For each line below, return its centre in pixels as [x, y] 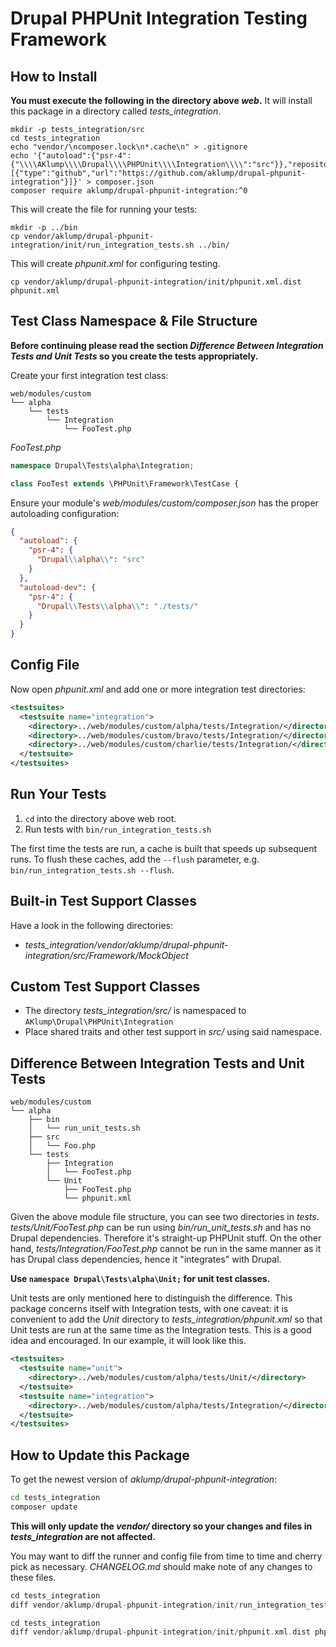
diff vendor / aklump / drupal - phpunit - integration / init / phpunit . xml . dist [160, 1632]
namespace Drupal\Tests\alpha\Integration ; [102, 465]
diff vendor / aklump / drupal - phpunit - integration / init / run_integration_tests [171, 1605]
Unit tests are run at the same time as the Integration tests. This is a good [161, 1330]
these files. [33, 1577]
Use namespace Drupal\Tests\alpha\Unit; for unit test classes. [140, 1279]
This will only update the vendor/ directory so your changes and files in [161, 1526]
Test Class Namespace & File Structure [134, 321]
